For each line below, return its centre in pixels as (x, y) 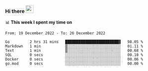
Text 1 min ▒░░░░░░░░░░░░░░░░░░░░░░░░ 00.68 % (74, 51)
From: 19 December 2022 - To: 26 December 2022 (55, 33)
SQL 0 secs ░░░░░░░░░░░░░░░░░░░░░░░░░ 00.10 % (74, 55)
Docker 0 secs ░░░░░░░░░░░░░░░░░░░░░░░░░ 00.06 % (74, 60)
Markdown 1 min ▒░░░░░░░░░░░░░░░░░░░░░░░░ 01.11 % (74, 46)
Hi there (15, 11)
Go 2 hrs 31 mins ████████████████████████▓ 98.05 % (74, 42)
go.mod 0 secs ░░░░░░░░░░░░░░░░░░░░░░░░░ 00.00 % (74, 64)
